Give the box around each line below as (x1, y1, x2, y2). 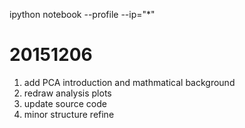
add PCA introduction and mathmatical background (23, 76, 236, 88)
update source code (23, 97, 107, 109)
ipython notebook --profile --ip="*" (9, 9, 156, 20)
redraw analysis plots (23, 87, 112, 99)
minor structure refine (23, 108, 115, 120)
